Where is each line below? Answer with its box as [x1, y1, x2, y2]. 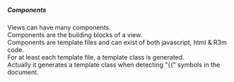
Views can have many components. [7, 23, 111, 32]
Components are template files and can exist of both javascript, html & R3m [7, 38, 228, 46]
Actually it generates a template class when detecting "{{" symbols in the [7, 60, 221, 69]
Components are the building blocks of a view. [7, 30, 143, 39]
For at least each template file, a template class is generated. [7, 53, 185, 61]
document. [7, 67, 39, 76]
